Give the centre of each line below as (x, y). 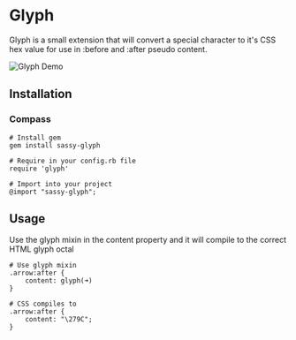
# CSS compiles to (43, 304)
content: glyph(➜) (59, 281)
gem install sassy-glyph (55, 145)
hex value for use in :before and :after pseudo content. (108, 49)
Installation (41, 94)
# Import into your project (61, 184)
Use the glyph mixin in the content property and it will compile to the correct (148, 240)
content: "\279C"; (59, 320)
